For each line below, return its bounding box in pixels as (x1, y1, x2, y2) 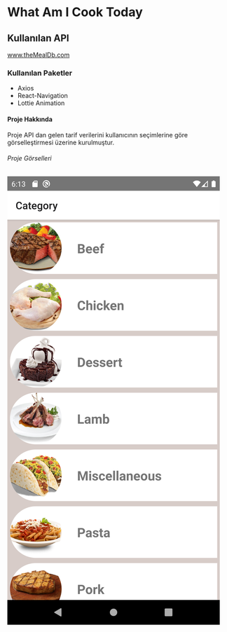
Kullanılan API (7, 32, 69, 44)
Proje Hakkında (7, 115, 53, 123)
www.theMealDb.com (7, 50, 70, 59)
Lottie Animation (17, 99, 65, 107)
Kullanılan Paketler (7, 68, 73, 78)
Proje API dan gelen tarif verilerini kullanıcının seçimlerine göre (7, 130, 188, 139)
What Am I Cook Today (7, 4, 144, 20)
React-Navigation (17, 92, 69, 100)
